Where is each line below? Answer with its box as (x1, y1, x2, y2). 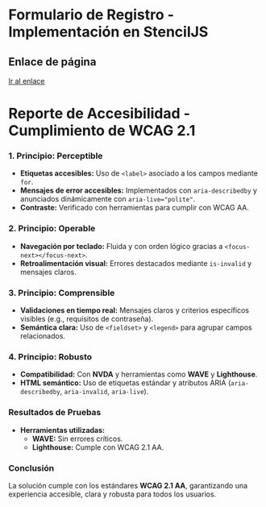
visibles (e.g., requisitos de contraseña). (19, 314, 154, 324)
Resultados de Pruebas (8, 407, 102, 418)
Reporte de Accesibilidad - (8, 105, 191, 123)
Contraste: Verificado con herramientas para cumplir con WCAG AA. (19, 203, 250, 213)
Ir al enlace (8, 77, 46, 85)
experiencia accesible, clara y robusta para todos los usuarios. (8, 489, 217, 499)
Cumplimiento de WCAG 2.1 (8, 122, 196, 140)
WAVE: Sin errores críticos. (31, 434, 123, 443)
